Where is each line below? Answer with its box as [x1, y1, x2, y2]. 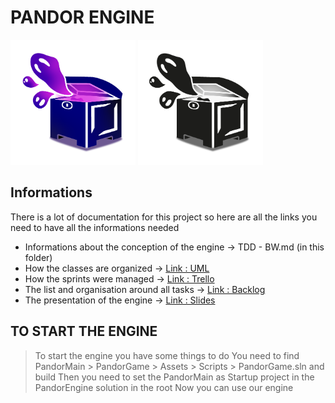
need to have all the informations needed [10, 221, 180, 233]
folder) [24, 251, 53, 263]
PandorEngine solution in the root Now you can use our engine [34, 381, 294, 393]
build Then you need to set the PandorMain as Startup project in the [34, 371, 315, 383]
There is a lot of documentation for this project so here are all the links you [10, 211, 318, 223]
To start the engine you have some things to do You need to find [34, 349, 300, 361]
